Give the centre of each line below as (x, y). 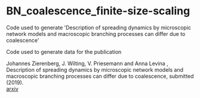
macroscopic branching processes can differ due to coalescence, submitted (100, 76)
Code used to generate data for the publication (64, 51)
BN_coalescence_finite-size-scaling (98, 11)
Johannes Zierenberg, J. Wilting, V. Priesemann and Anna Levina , (87, 63)
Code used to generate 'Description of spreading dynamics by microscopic (99, 27)
